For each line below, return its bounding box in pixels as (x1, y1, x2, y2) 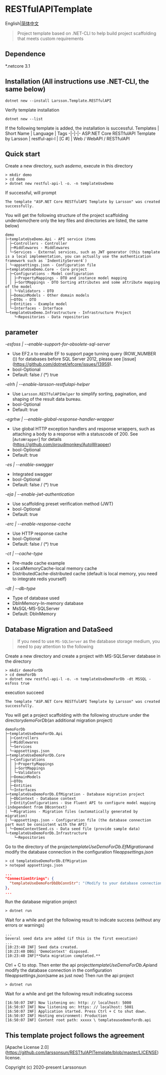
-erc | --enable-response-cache (5, 521, 71, 527)
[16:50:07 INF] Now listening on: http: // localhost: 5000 (5, 1000, 132, 1005)
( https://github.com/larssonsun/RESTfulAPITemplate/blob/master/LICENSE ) (5, 1049, 159, 1056)
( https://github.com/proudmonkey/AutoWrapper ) (12, 441, 111, 448)
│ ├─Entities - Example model (5, 301, 68, 307)
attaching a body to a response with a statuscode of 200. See (12, 431, 138, 437)
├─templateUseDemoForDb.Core (5, 753, 65, 758)
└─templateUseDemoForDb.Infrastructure (5, 831, 87, 836)
